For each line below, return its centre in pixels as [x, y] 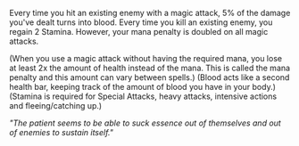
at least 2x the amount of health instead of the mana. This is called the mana [150, 68]
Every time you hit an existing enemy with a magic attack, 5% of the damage [150, 13]
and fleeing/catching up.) [56, 105]
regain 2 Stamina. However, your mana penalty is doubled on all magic [139, 32]
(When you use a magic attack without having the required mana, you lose [146, 58]
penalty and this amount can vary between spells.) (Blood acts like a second [149, 77]
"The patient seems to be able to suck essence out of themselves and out [145, 123]
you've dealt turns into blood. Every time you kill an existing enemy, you [141, 22]
